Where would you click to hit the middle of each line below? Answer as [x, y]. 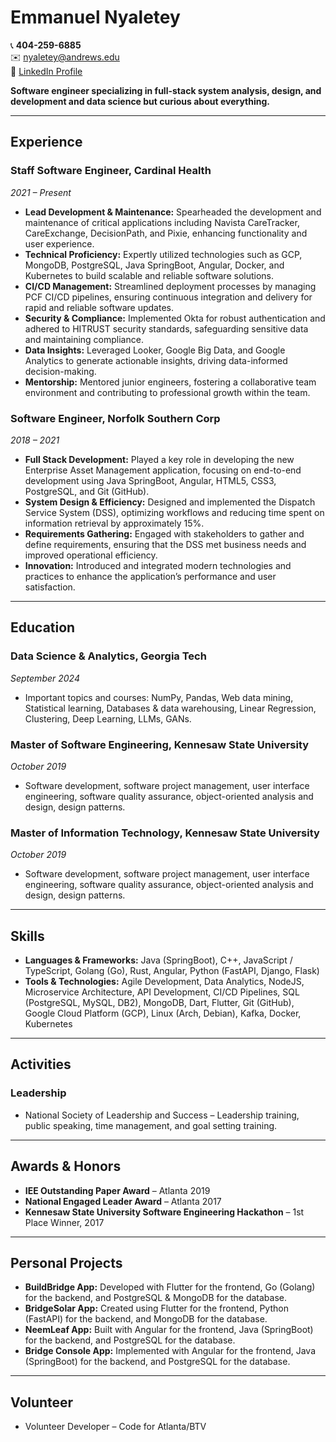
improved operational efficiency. [91, 555]
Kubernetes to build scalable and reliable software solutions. [149, 275]
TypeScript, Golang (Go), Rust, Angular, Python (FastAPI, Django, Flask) [172, 971]
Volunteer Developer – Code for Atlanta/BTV [115, 1427]
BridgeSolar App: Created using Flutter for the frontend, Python [156, 1308]
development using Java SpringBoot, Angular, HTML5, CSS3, [150, 480]
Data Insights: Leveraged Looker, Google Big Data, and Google [155, 350]
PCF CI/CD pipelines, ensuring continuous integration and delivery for [168, 297]
